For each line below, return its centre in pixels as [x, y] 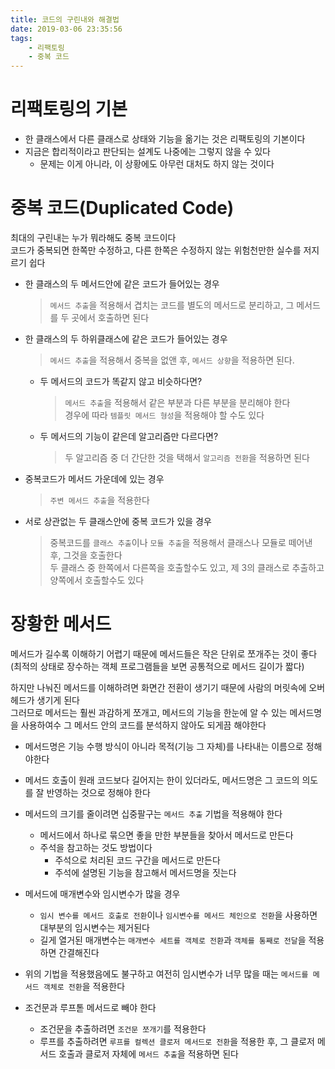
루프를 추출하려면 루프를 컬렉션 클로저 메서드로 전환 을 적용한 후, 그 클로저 [177, 1041]
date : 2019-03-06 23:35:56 [66, 29]
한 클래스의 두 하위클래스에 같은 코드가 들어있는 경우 [126, 339]
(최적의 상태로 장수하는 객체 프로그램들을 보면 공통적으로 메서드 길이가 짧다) [157, 666]
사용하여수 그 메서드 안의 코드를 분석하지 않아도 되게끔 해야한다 [143, 725]
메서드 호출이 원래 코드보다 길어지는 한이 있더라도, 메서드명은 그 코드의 [162, 780]
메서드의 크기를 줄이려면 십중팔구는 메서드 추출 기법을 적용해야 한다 [153, 813]
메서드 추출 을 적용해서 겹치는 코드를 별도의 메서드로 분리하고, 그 [172, 305]
